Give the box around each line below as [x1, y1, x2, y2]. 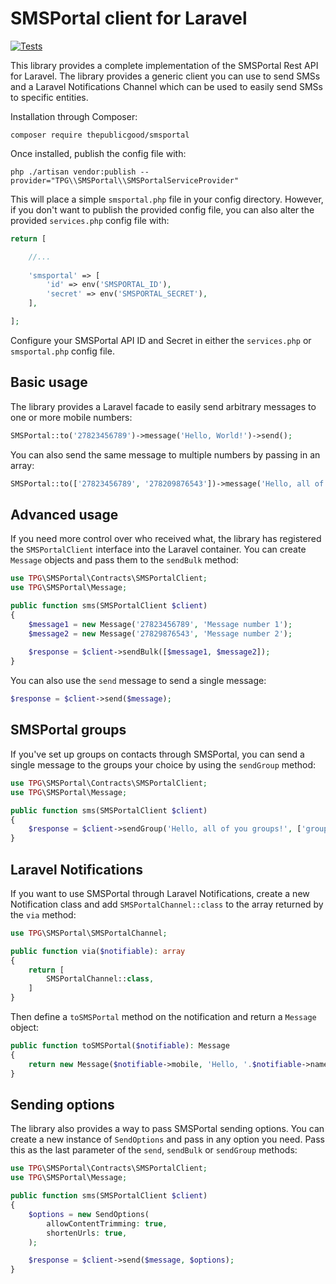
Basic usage [10, 374, 88, 391]
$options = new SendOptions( [28, 1209, 150, 1219]
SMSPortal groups [10, 722, 127, 739]
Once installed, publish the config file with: [10, 147, 187, 159]
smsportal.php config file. [10, 345, 115, 357]
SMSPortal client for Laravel [10, 7, 248, 30]
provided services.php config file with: [10, 214, 170, 226]
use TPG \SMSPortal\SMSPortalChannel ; [10, 928, 168, 938]
